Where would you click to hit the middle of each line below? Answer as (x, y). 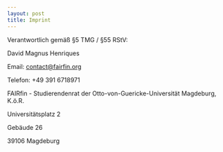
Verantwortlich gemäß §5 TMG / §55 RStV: (68, 39)
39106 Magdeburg (34, 141)
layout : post (26, 13)
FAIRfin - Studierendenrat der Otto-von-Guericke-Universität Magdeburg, (112, 93)
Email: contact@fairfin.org (44, 66)
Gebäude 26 (25, 127)
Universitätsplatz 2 (34, 114)
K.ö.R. (16, 100)
